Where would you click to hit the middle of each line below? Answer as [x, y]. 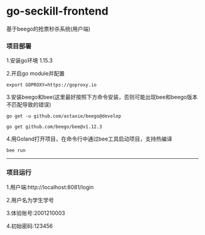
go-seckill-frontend [57, 11]
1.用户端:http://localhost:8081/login [50, 187]
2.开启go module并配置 [36, 74]
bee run [16, 150]
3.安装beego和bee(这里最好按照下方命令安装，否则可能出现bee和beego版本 [102, 97]
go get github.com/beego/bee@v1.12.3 [54, 127]
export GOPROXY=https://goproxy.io [52, 85]
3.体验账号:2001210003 [36, 213]
